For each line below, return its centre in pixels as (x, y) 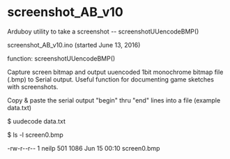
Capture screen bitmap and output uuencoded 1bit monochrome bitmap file (115, 72)
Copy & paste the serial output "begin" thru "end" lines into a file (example (114, 100)
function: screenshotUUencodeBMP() (61, 58)
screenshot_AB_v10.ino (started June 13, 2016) (74, 45)
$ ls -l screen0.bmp (36, 135)
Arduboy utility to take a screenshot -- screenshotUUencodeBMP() (103, 31)
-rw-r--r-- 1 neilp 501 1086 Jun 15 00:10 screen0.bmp (84, 148)
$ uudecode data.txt (37, 121)
